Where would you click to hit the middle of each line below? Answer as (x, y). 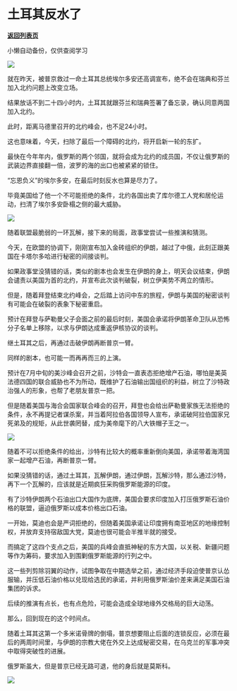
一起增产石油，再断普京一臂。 (56, 460)
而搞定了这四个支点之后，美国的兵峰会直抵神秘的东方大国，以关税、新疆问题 (119, 547)
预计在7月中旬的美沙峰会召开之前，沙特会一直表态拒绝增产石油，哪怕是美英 (117, 372)
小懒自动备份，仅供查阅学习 (48, 50)
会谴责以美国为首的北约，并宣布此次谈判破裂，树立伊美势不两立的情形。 (112, 280)
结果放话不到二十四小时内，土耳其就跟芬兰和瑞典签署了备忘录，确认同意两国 (119, 102)
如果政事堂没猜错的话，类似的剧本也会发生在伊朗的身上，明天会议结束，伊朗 (119, 271)
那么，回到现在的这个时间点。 (50, 618)
